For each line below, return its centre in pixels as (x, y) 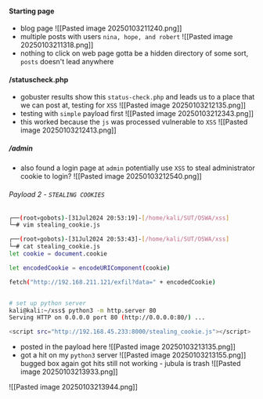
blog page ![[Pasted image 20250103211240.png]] (101, 28)
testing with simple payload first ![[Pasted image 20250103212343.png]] (137, 114)
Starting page (32, 11)
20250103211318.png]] (57, 45)
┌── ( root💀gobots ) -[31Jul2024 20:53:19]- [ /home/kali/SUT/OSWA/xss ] (119, 218)
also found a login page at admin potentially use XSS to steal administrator (137, 168)
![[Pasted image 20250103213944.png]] (73, 387)
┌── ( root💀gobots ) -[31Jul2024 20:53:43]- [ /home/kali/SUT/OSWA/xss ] (119, 239)
